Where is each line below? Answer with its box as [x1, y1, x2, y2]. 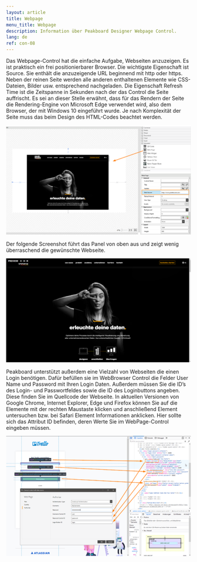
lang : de [6, 34, 28, 41]
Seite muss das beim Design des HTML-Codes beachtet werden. [6, 113, 162, 120]
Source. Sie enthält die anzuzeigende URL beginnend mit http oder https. [6, 70, 183, 76]
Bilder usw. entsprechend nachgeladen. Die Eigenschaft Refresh [27, 82, 183, 89]
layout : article [6, 9, 46, 15]
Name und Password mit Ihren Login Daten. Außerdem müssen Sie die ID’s [6, 381, 186, 388]
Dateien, [6, 82, 26, 89]
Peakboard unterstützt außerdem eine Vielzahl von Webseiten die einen [6, 368, 179, 375]
